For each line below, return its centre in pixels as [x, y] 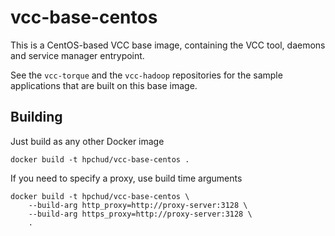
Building [36, 117]
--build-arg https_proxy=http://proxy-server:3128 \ [140, 214]
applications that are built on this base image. [104, 85]
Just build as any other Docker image [87, 141]
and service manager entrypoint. [77, 55]
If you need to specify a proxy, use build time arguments [126, 178]
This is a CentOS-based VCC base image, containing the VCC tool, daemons [168, 45]
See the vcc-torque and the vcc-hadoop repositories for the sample [146, 75]
